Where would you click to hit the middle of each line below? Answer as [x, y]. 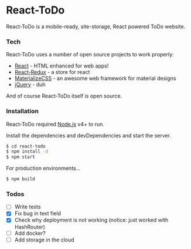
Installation [23, 111]
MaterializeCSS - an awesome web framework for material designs [95, 78]
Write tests [28, 207]
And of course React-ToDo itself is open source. [64, 96]
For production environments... [43, 169]
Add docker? [30, 233]
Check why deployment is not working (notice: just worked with [91, 220]
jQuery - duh [30, 85]
